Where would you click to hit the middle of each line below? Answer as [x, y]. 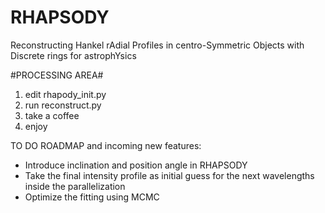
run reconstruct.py [63, 105]
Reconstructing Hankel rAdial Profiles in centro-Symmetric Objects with [157, 45]
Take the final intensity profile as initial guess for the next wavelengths [169, 175]
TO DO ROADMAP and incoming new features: [106, 145]
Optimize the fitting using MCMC [92, 197]
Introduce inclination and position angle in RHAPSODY [136, 165]
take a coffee [52, 115]
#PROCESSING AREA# [57, 75]
